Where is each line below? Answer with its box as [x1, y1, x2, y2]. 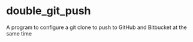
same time [6, 30, 32, 37]
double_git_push [6, 4, 91, 18]
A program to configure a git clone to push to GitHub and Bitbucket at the [6, 24, 187, 31]
